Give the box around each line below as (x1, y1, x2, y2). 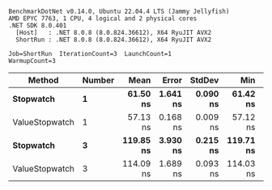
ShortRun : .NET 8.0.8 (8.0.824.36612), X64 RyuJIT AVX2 (15, 36, 212, 44)
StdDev (189, 74, 219, 86)
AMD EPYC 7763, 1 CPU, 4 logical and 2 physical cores (8, 15, 198, 23)
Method (28, 74, 59, 86)
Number (82, 74, 115, 86)
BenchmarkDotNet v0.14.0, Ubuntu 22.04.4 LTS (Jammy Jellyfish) (8, 7, 230, 15)
